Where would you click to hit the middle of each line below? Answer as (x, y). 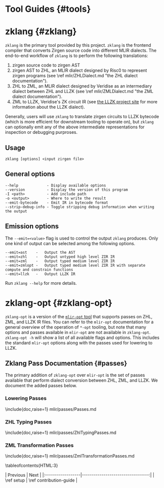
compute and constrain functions (39, 270)
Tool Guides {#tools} (48, 9)
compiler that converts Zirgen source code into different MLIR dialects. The (81, 51)
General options (30, 174)
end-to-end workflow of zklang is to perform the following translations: (77, 56)
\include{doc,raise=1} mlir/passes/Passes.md (51, 409)
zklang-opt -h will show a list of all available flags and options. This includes (82, 337)
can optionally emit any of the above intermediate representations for (75, 127)
